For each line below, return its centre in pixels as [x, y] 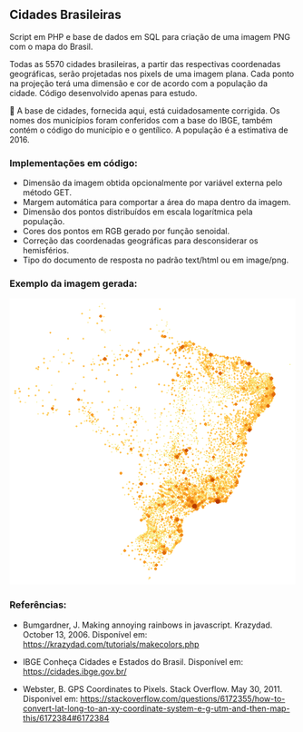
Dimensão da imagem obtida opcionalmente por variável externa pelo [152, 183]
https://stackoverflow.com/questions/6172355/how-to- [183, 698]
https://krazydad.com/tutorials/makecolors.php [111, 644]
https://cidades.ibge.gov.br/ [74, 671]
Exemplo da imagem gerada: [73, 283]
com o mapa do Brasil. [51, 46]
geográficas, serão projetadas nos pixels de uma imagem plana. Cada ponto [152, 74]
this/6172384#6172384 [66, 717]
